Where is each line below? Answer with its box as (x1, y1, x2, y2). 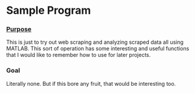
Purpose (6, 25, 32, 34)
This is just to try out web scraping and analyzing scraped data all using (6, 38, 184, 46)
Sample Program (6, 4, 91, 17)
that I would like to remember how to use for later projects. (6, 52, 151, 59)
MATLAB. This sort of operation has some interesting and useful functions (6, 45, 190, 52)
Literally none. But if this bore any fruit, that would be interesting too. (6, 80, 176, 87)
